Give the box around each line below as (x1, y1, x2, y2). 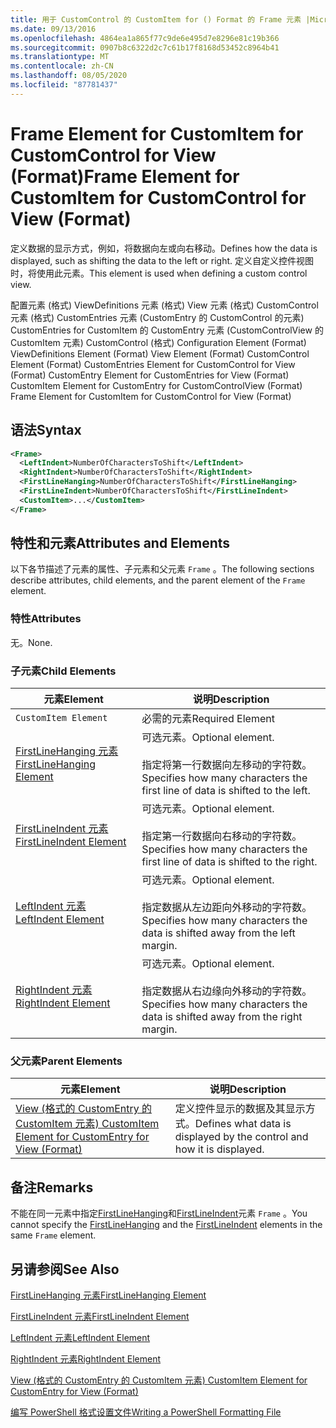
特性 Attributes (10, 612, 82, 626)
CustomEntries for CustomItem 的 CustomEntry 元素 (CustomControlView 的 (10, 324, 324, 336)
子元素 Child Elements (10, 664, 117, 678)
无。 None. (10, 636, 53, 648)
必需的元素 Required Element (141, 712, 275, 726)
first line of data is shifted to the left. (141, 784, 311, 798)
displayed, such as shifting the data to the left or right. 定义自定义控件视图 (10, 254, 315, 266)
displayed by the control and (174, 1130, 309, 1144)
